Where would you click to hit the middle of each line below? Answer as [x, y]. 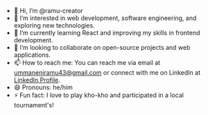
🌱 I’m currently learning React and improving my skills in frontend [107, 33]
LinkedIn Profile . [37, 80]
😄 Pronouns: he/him [43, 87]
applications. [32, 55]
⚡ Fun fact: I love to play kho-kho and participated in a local [98, 95]
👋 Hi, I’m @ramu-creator [48, 11]
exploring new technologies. [54, 25]
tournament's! [34, 105]
